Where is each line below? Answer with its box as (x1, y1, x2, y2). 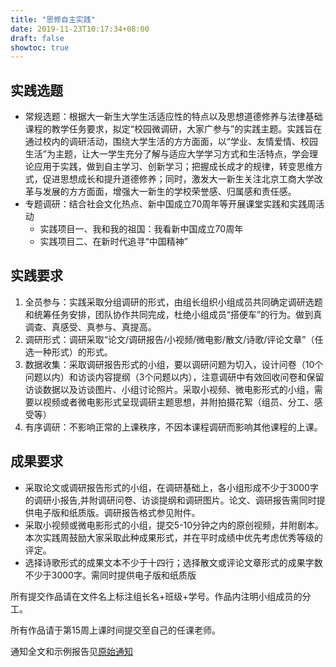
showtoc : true (10, 42, 70, 53)
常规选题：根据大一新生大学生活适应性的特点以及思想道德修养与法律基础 (24, 111, 323, 123)
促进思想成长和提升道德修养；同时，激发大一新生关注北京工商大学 (42, 173, 315, 185)
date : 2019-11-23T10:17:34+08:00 (10, 24, 150, 34)
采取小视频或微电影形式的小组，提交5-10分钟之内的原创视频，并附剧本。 (24, 519, 325, 531)
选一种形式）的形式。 (24, 346, 113, 358)
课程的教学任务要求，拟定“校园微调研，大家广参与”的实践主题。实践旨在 (24, 123, 323, 135)
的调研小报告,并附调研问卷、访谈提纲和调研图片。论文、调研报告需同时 (24, 494, 317, 506)
